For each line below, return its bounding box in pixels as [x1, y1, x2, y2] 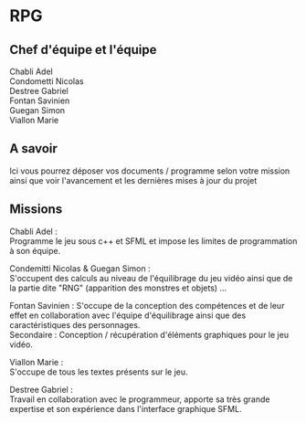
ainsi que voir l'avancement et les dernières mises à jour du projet [9, 174, 258, 185]
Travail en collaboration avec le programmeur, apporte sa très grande [9, 394, 270, 405]
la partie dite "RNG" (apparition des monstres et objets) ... [9, 282, 227, 293]
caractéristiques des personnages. [9, 319, 141, 330]
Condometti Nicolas [9, 76, 84, 87]
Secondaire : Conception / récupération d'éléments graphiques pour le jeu [9, 329, 290, 340]
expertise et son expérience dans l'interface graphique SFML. [9, 403, 242, 414]
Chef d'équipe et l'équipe [9, 42, 157, 58]
